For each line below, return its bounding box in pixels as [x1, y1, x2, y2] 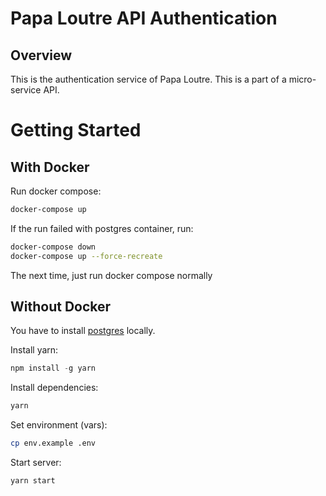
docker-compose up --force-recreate [10, 251, 163, 261]
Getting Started [10, 119, 142, 142]
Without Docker [10, 298, 112, 316]
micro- [288, 73, 317, 85]
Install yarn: [10, 344, 59, 356]
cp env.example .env [10, 438, 97, 449]
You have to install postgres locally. [10, 325, 156, 337]
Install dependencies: [10, 382, 99, 394]
